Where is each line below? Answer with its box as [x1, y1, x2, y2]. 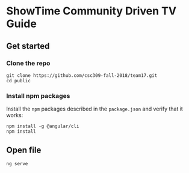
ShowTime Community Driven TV [6, 4, 176, 18]
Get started [6, 41, 50, 51]
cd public [6, 77, 31, 83]
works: [6, 112, 23, 119]
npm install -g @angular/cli [6, 123, 79, 130]
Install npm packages [6, 91, 70, 100]
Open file [6, 145, 42, 155]
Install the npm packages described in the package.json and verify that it [6, 105, 184, 112]
